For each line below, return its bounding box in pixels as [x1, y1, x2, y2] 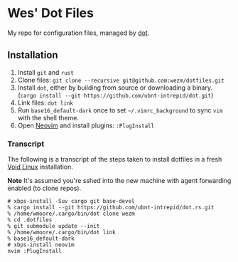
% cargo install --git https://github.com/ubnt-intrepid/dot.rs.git [7, 204, 215, 211]
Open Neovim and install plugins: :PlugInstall [17, 121, 155, 130]
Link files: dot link [17, 98, 73, 107]
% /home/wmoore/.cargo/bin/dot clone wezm [7, 210, 135, 218]
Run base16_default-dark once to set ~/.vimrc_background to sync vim [17, 105, 223, 115]
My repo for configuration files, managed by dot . [7, 28, 150, 37]
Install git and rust [17, 68, 75, 76]
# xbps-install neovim [7, 241, 75, 248]
